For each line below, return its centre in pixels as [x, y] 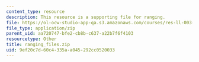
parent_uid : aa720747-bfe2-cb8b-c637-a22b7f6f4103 [70, 34]
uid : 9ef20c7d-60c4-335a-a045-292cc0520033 [61, 50]
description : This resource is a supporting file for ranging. [86, 17]
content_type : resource [36, 12]
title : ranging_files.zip [38, 45]
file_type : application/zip [41, 28]
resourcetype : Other [32, 39]
